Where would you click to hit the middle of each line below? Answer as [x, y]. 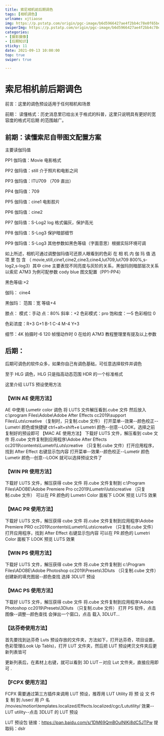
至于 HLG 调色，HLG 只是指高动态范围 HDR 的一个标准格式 [64, 374]
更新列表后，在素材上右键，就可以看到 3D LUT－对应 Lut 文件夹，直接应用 [80, 662]
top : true [15, 55]
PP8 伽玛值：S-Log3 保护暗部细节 [39, 233]
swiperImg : [16, 28]
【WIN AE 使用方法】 [30, 398]
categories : [17, 32]
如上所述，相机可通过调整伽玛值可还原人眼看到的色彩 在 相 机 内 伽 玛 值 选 [81, 254]
